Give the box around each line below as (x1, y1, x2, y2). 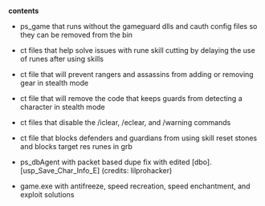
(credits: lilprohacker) (101, 166, 173, 175)
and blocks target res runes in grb (19, 142, 132, 151)
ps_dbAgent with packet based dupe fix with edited (19, 157, 190, 167)
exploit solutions (19, 190, 75, 199)
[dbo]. (191, 157, 212, 167)
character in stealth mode (19, 103, 106, 111)
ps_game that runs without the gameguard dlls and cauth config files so (19, 22, 258, 30)
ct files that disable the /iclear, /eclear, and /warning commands (19, 118, 231, 127)
